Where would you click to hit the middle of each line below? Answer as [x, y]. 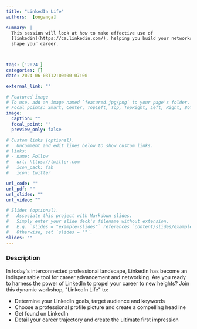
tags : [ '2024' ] [25, 65]
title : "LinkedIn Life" [35, 11]
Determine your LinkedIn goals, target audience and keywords [90, 301]
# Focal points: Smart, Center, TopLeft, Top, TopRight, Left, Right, [94, 108]
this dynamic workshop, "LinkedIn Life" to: [57, 289]
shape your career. [35, 44]
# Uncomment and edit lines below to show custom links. [80, 145]
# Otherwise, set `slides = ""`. [50, 232]
